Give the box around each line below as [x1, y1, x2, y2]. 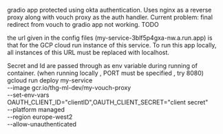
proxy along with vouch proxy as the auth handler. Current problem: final [7, 13, 213, 21]
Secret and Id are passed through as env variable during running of [7, 62, 198, 69]
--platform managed [7, 106, 65, 113]
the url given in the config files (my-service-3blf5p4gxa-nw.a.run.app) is [7, 34, 213, 42]
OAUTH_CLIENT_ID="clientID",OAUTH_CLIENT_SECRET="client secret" [7, 98, 209, 106]
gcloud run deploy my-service [7, 76, 93, 85]
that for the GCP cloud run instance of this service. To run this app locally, [7, 41, 217, 49]
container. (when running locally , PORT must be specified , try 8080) [7, 69, 204, 77]
